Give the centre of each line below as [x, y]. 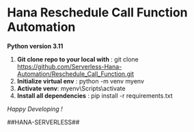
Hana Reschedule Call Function [97, 13]
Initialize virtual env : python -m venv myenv [81, 81]
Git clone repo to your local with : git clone [78, 59]
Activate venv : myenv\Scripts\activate [71, 88]
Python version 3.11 [35, 46]
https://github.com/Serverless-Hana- [69, 66]
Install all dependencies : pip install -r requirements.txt [95, 95]
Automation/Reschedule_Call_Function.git [75, 74]
